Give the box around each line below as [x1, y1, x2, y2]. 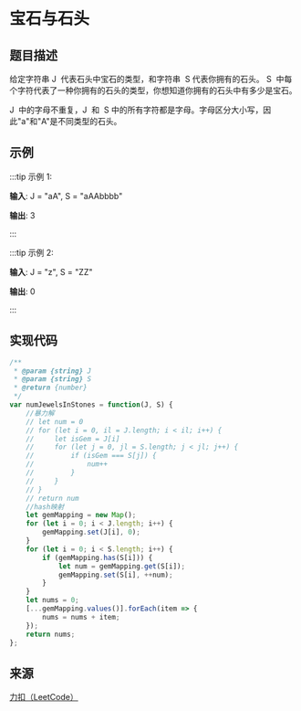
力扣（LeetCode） [9, 692, 79, 703]
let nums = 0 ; [26, 596, 79, 605]
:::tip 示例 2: [9, 247, 55, 258]
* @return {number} [13, 383, 88, 393]
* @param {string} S [13, 375, 92, 384]
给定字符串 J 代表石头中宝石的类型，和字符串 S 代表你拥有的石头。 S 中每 [9, 74, 293, 84]
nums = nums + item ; [42, 612, 120, 621]
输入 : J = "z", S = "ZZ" [9, 266, 93, 277]
